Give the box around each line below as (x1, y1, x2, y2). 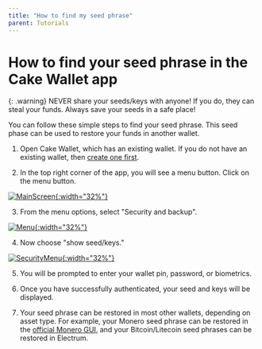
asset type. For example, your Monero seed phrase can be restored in (19, 316, 249, 326)
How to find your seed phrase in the (8, 53, 249, 72)
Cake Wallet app (8, 70, 118, 88)
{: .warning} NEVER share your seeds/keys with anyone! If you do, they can (8, 96, 255, 106)
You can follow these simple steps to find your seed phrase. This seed (8, 120, 238, 130)
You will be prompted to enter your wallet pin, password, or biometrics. (19, 269, 252, 278)
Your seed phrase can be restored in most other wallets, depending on (19, 308, 251, 318)
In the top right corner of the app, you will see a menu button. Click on (19, 168, 250, 177)
